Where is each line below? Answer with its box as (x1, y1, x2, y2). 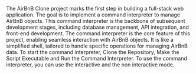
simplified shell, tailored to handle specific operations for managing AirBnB (6, 42, 188, 49)
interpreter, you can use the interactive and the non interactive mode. (6, 61, 175, 68)
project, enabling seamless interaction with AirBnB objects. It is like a (6, 36, 174, 43)
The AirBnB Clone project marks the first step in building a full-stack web (6, 5, 184, 12)
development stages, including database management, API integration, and (6, 23, 189, 31)
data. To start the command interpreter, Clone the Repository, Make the (6, 49, 179, 55)
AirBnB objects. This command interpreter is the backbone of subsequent (6, 18, 185, 24)
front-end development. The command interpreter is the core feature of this (6, 30, 191, 37)
